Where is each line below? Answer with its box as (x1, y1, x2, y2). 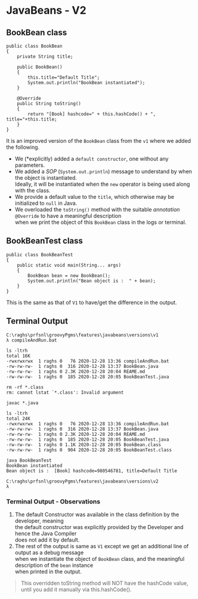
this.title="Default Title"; (27, 75, 100, 81)
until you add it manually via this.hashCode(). (20, 586, 132, 593)
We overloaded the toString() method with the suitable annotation (14, 206, 180, 213)
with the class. (14, 187, 51, 194)
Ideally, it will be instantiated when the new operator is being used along (14, 180, 190, 188)
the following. (6, 144, 40, 150)
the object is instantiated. (14, 174, 78, 181)
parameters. (14, 162, 45, 168)
